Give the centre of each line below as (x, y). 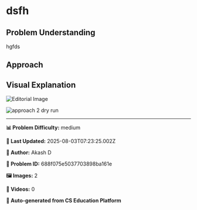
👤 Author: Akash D (29, 153)
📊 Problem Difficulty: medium (43, 128)
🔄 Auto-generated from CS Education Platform (64, 201)
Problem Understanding (51, 33)
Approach (25, 65)
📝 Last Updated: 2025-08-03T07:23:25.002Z (61, 141)
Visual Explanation (41, 85)
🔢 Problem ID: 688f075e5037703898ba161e (59, 164)
